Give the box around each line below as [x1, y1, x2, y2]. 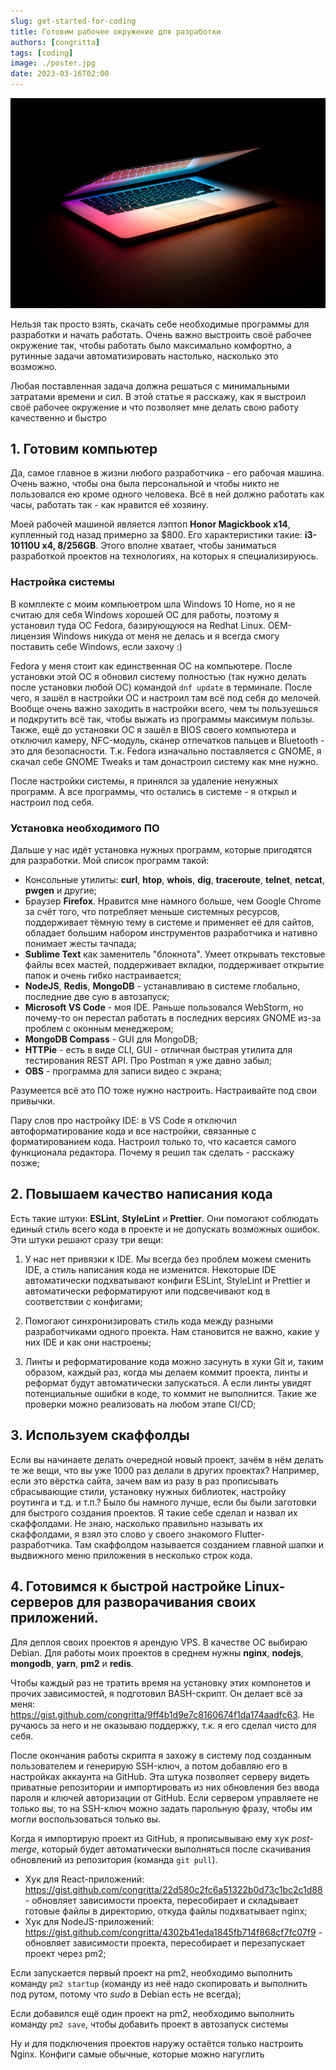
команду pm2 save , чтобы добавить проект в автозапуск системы [10, 2018, 289, 2030]
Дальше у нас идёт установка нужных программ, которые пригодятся [10, 844, 312, 856]
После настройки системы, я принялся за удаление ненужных [10, 775, 279, 787]
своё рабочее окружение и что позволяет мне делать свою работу [10, 401, 300, 413]
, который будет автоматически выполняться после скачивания [36, 1843, 311, 1855]
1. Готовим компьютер [10, 441, 158, 458]
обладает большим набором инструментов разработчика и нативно [24, 927, 318, 939]
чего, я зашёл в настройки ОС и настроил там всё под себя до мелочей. [10, 691, 322, 704]
